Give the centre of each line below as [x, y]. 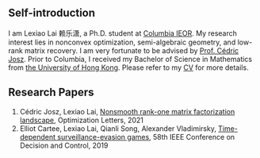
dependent [38, 137]
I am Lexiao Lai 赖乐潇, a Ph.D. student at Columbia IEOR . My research [123, 33]
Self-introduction [52, 13]
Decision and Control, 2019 [64, 145]
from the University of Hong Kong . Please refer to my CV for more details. [128, 67]
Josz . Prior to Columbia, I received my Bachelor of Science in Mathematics [130, 59]
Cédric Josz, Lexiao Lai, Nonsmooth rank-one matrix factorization [127, 111]
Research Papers [51, 92]
